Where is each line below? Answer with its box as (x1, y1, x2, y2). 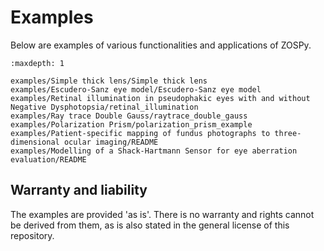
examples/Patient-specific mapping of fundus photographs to (10, 128, 271, 138)
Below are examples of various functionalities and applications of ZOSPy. (10, 39, 312, 51)
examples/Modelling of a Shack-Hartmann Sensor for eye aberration (10, 146, 298, 156)
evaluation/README (10, 154, 87, 165)
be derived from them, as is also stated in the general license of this (10, 219, 290, 231)
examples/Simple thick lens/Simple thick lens (10, 76, 208, 86)
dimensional (10, 137, 60, 147)
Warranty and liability (10, 182, 148, 199)
